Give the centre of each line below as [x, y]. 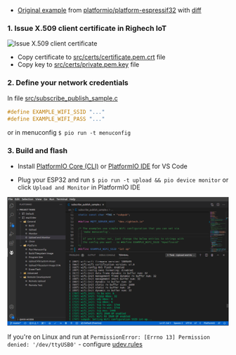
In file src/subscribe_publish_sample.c [63, 98]
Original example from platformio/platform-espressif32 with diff [109, 10]
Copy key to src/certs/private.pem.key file [78, 65]
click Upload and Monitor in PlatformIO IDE [79, 187]
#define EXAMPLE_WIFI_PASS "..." [56, 119]
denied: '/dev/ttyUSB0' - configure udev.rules [75, 344]
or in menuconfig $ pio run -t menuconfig [69, 133]
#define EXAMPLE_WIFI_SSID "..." [56, 112]
